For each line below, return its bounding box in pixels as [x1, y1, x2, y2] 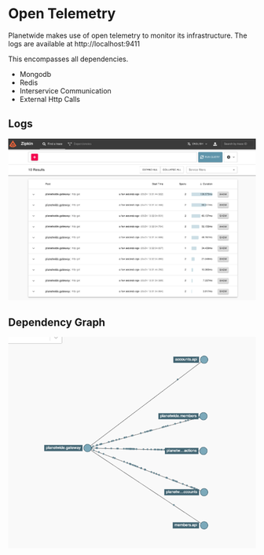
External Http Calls [19, 94, 81, 104]
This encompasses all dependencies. [8, 54, 129, 64]
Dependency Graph [8, 316, 106, 329]
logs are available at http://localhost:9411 [8, 38, 140, 48]
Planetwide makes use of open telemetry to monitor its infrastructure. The [8, 31, 247, 40]
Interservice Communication [19, 86, 112, 95]
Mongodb [19, 69, 52, 79]
